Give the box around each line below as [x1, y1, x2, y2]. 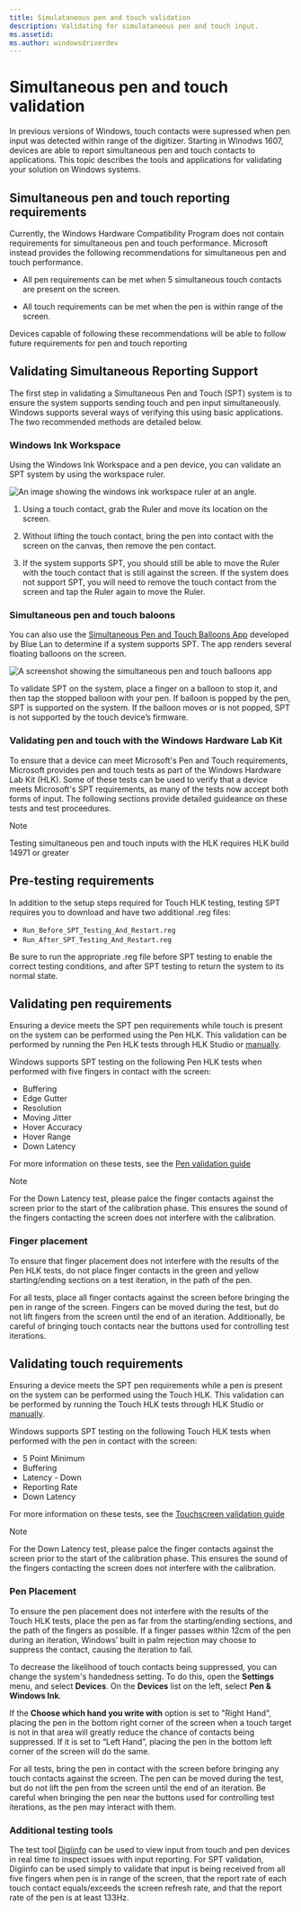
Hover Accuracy [22, 1122, 83, 1133]
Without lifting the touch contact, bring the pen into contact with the [22, 531, 274, 542]
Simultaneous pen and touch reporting [9, 190, 231, 205]
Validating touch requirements [9, 1356, 184, 1372]
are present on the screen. [22, 284, 121, 294]
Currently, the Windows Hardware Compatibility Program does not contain [9, 229, 285, 238]
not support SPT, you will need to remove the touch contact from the [22, 577, 277, 588]
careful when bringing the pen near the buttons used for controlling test [9, 1791, 275, 1802]
